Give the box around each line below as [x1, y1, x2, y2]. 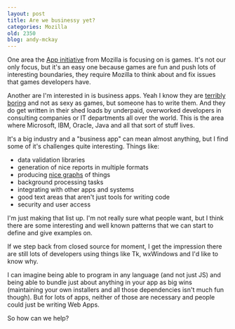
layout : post [7, 10, 46, 17]
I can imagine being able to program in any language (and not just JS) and [7, 271, 221, 279]
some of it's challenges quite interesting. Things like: [7, 142, 160, 150]
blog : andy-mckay [7, 36, 58, 43]
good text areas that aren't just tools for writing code [17, 193, 170, 202]
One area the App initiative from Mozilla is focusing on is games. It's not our [7, 55, 227, 64]
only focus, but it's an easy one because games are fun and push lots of [7, 63, 216, 71]
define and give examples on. [7, 229, 93, 237]
